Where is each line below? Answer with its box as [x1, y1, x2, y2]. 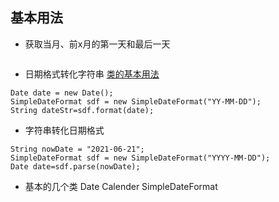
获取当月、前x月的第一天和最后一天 [24, 38, 171, 50]
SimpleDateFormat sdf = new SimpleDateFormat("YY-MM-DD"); [10, 96, 262, 107]
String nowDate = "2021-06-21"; [10, 144, 145, 154]
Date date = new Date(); [10, 88, 114, 98]
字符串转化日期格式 [24, 124, 105, 136]
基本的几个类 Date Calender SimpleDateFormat [24, 180, 218, 192]
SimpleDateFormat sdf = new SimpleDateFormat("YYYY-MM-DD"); [10, 153, 271, 163]
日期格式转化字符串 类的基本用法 [24, 68, 160, 80]
